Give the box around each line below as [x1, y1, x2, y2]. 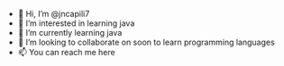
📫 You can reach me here [17, 47, 115, 57]
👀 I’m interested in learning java [17, 18, 135, 29]
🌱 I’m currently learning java [17, 28, 123, 37]
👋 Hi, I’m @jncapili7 [17, 9, 90, 19]
